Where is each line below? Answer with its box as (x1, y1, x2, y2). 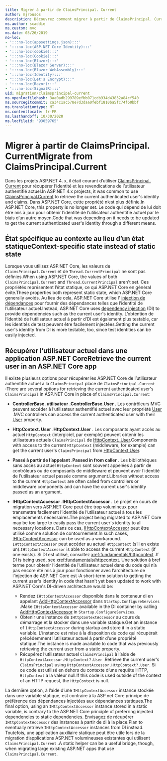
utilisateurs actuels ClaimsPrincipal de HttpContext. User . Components (12, 437, 158, 443)
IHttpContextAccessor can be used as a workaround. (12, 536, 122, 542)
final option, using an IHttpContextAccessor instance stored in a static (5, 703, 148, 709)
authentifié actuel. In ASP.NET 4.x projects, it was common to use (5, 188, 138, 194)
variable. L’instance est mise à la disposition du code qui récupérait (19, 630, 158, 636)
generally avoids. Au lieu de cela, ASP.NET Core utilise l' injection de (5, 295, 146, 301)
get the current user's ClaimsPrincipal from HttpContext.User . (12, 448, 141, 454)
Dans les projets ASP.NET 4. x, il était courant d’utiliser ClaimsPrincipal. (5, 177, 151, 183)
